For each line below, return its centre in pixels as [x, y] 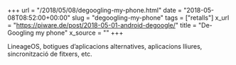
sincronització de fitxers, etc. [50, 54]
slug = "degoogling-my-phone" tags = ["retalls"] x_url [151, 18]
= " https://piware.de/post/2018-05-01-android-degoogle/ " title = [102, 25]
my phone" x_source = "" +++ [79, 32]
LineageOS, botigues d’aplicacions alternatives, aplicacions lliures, [105, 46]
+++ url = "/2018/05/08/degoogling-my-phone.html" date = [95, 10]
